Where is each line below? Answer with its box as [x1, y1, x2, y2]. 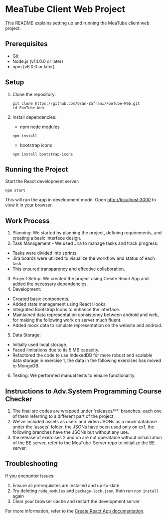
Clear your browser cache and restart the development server [12, 498, 140, 504]
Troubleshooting [5, 460, 58, 468]
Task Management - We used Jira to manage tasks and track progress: [12, 240, 159, 246]
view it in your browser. [5, 202, 53, 208]
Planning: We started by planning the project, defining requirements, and [12, 230, 162, 236]
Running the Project [5, 165, 68, 173]
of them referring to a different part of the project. [12, 413, 115, 419]
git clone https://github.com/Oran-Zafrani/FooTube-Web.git [12, 101, 140, 106]
